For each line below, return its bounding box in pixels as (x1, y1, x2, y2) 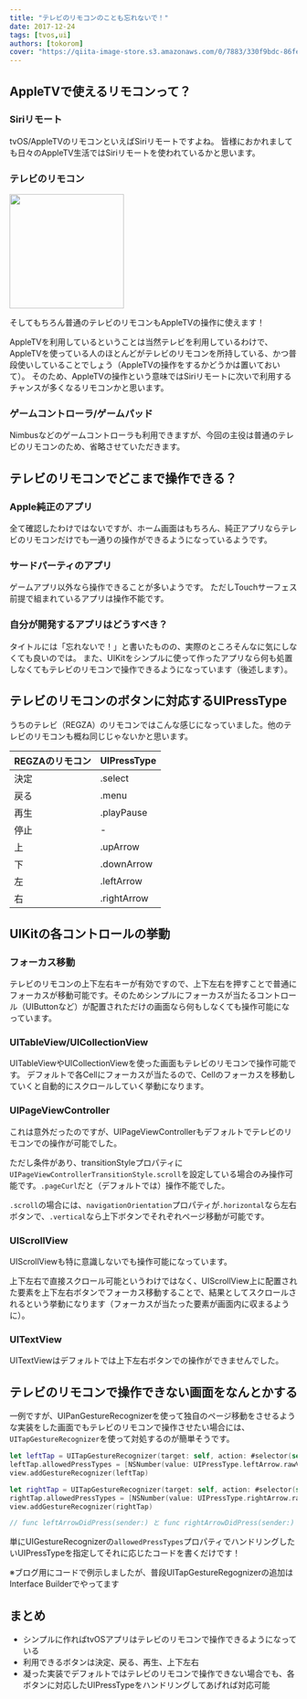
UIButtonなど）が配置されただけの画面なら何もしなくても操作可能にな (25, 1001, 291, 1012)
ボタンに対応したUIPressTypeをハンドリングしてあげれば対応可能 (22, 1680, 270, 1691)
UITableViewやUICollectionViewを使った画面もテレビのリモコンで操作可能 (9, 1058, 289, 1069)
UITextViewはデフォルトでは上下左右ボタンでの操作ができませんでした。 (9, 1355, 284, 1366)
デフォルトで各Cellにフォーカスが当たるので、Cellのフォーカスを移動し (26, 1069, 296, 1080)
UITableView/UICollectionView (9, 1036, 149, 1049)
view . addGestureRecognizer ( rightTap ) (9, 1501, 153, 1512)
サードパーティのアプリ (9, 560, 112, 572)
